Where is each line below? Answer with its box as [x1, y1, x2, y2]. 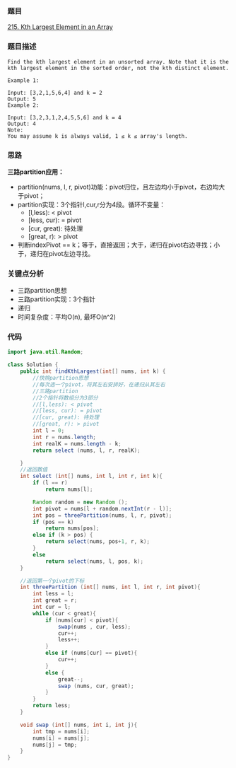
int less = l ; [33, 590, 74, 598]
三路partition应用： [7, 168, 65, 176]
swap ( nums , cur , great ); [57, 682, 134, 690]
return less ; [33, 702, 71, 709]
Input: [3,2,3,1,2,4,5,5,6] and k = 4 [7, 114, 122, 121]
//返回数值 [20, 466, 48, 473]
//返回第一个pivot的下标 [20, 577, 85, 584]
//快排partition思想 [33, 375, 89, 382]
